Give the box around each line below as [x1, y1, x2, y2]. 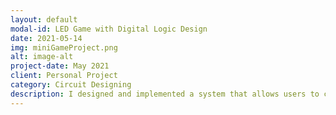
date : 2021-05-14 [10, 33, 83, 43]
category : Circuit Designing [10, 80, 132, 90]
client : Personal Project [10, 71, 118, 81]
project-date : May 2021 [10, 61, 110, 71]
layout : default [10, 14, 78, 25]
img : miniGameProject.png [10, 42, 118, 53]
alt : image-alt [10, 52, 74, 62]
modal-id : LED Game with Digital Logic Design [10, 24, 208, 34]
